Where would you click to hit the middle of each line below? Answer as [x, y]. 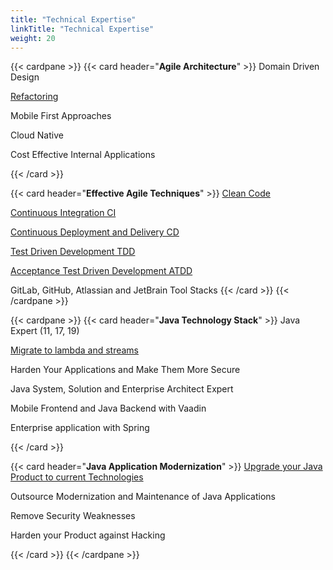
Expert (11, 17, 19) [45, 331]
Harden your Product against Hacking [88, 535]
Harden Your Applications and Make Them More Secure [125, 370]
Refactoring [34, 97]
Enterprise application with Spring [80, 428]
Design [25, 77]
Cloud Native [37, 135]
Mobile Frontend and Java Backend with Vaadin [108, 408]
